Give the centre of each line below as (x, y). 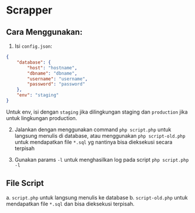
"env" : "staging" (38, 95)
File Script (25, 183)
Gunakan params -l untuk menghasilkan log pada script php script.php (102, 159)
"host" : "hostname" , (52, 68)
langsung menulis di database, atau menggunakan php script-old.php (100, 135)
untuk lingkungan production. (42, 118)
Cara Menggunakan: (44, 32)
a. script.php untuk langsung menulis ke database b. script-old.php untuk (97, 197)
